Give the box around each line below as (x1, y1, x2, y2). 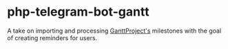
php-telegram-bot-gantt (7, 4, 149, 20)
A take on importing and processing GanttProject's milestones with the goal (7, 27, 222, 35)
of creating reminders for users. (7, 33, 98, 42)
